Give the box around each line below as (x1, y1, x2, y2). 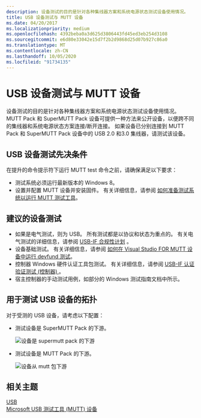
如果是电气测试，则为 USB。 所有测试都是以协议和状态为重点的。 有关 (14, 230, 188, 237)
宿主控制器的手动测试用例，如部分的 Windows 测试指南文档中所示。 (14, 275, 183, 282)
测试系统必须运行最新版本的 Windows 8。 (14, 179, 118, 187)
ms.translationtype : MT (6, 43, 66, 49)
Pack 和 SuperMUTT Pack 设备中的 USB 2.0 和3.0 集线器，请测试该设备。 (6, 130, 189, 137)
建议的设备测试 (6, 213, 62, 224)
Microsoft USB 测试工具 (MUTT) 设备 (6, 405, 98, 413)
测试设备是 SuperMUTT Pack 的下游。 (14, 324, 110, 332)
